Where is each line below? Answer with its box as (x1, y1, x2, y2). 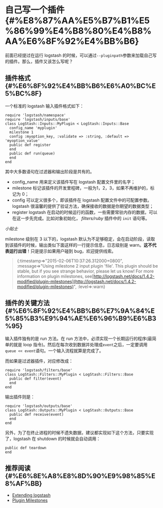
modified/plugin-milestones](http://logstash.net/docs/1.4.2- (16, 278, 137, 284)
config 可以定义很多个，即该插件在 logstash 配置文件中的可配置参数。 (12, 197, 152, 203)
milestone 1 (9, 130, 34, 135)
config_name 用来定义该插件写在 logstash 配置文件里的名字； (12, 179, 135, 185)
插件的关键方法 (5, 299, 50, 307)
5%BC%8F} (5, 89, 42, 98)
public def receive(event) (9, 412, 64, 417)
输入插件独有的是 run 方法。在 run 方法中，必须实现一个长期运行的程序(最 (5, 336, 152, 341)
